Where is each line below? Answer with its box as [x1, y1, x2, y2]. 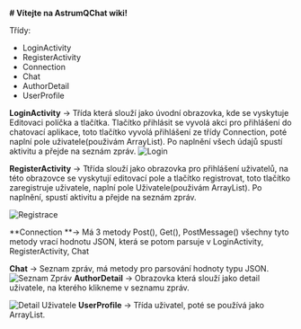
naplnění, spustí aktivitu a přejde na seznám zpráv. [9, 192, 197, 202]
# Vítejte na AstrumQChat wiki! [9, 8, 128, 18]
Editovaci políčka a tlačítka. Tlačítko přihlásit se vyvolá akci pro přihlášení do [9, 117, 292, 128]
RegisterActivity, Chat [9, 246, 90, 256]
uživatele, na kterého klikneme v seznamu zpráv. [9, 282, 190, 293]
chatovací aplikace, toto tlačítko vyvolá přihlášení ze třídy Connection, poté [9, 127, 288, 138]
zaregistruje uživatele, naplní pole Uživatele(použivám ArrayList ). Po [9, 182, 262, 192]
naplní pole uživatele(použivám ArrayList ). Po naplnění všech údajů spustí [9, 137, 283, 147]
